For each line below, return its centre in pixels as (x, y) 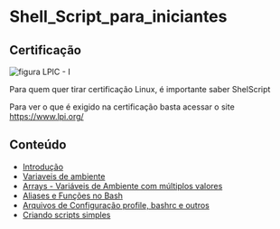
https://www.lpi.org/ (47, 116)
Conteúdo (38, 145)
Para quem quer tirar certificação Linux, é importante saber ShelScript (140, 89)
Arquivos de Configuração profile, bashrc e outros (116, 205)
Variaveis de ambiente (64, 176)
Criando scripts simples (66, 215)
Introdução (43, 167)
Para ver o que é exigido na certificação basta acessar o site (122, 107)
